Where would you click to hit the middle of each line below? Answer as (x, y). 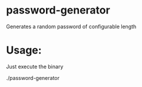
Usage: (24, 50)
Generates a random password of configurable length (71, 26)
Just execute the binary (35, 66)
